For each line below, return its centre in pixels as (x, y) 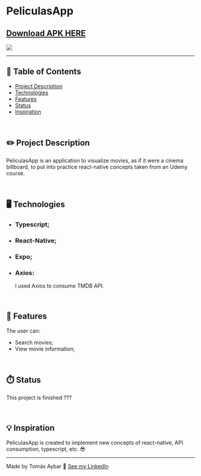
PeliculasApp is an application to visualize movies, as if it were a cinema (95, 160)
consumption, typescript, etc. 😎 (46, 449)
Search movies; (34, 342)
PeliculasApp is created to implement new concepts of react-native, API (95, 442)
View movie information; (45, 349)
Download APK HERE (46, 33)
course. (16, 173)
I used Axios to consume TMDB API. (59, 286)
